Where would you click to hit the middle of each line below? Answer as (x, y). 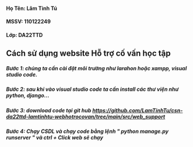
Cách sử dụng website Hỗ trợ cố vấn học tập (89, 54)
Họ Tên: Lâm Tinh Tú (32, 8)
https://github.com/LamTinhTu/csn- (138, 110)
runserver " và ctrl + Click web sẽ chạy (55, 137)
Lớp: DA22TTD (24, 35)
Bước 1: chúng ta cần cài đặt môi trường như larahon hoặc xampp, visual (97, 68)
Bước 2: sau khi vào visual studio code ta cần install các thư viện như (92, 89)
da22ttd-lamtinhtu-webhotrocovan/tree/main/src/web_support (86, 117)
